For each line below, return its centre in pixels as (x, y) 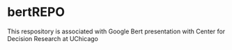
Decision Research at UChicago (53, 38)
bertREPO (36, 12)
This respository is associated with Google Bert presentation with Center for (116, 31)
